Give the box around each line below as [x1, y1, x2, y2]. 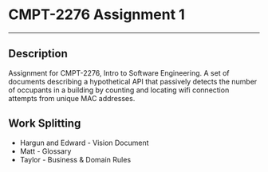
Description [8, 47, 68, 61]
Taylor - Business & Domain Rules [19, 154, 132, 164]
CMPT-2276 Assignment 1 [8, 6, 185, 24]
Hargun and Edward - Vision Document [19, 138, 149, 147]
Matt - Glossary [19, 146, 72, 156]
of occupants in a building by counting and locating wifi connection [8, 85, 230, 95]
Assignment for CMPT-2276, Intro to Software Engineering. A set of [8, 68, 230, 77]
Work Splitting [8, 117, 81, 131]
